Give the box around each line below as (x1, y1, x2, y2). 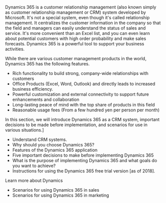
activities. (5, 46, 25, 52)
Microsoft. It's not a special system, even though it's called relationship (5, 15, 150, 20)
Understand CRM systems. (12, 136, 67, 142)
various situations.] (5, 127, 44, 133)
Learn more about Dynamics (5, 177, 63, 183)
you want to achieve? (12, 163, 56, 169)
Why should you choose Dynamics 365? (12, 142, 95, 147)
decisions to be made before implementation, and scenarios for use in (5, 122, 148, 128)
